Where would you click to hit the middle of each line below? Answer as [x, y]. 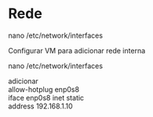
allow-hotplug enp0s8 [44, 89]
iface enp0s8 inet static [46, 97]
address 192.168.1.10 [40, 106]
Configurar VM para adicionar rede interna [77, 50]
